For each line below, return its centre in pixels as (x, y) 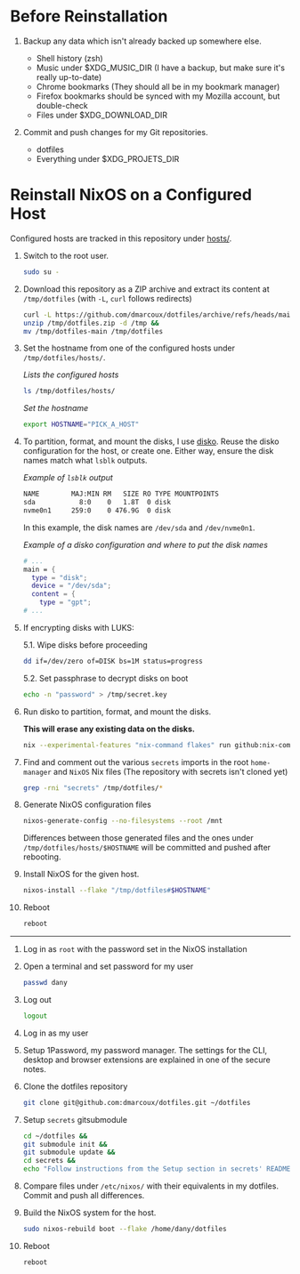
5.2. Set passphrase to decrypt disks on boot (105, 678)
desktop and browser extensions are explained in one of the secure (146, 1060)
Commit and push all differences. (84, 1195)
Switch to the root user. (66, 255)
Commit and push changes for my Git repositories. (115, 132)
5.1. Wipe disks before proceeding (85, 645)
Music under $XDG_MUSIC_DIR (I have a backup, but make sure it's (161, 68)
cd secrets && (49, 1161)
